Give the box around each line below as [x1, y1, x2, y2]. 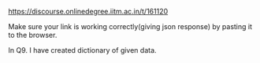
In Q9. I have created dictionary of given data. [8, 46, 157, 54]
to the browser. [8, 31, 58, 39]
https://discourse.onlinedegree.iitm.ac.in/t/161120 [8, 7, 169, 16]
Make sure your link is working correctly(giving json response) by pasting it [8, 22, 253, 31]
